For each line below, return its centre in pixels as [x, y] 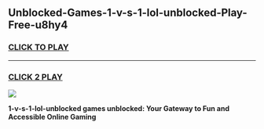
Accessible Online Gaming [52, 116]
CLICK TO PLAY [38, 48]
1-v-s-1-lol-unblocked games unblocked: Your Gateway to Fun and [119, 108]
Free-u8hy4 [38, 25]
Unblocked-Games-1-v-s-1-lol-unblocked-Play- [128, 13]
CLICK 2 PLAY [35, 77]
